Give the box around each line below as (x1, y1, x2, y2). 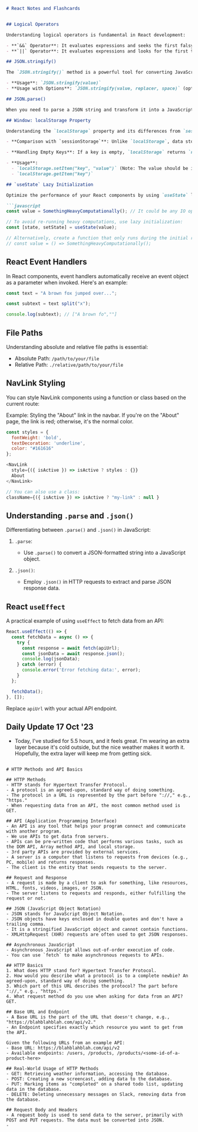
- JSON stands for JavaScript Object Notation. (6, 911, 126, 917)
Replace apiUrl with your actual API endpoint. (6, 705, 118, 712)
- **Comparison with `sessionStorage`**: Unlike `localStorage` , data (6, 139, 183, 144)
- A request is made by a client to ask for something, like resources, (6, 880, 189, 886)
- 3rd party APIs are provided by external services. (6, 849, 141, 855)
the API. (6, 1029, 28, 1036)
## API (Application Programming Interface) (6, 818, 117, 824)
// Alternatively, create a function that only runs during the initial (6, 235, 189, 241)
